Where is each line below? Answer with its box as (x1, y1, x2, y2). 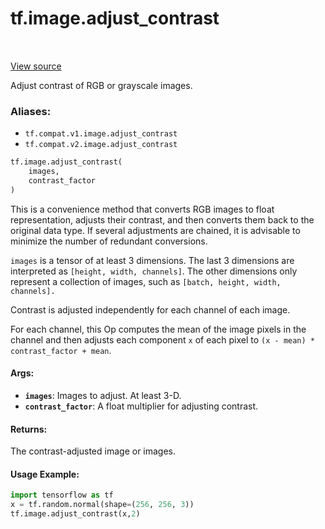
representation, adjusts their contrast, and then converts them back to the (10, 213, 315, 226)
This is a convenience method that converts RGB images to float (10, 203, 275, 215)
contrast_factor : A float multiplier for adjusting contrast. (24, 400, 259, 412)
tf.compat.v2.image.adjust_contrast (24, 140, 178, 150)
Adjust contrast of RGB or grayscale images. (10, 79, 193, 91)
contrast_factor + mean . (10, 344, 112, 356)
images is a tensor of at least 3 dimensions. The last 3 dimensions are (10, 254, 295, 266)
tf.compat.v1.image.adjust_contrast (24, 129, 178, 139)
